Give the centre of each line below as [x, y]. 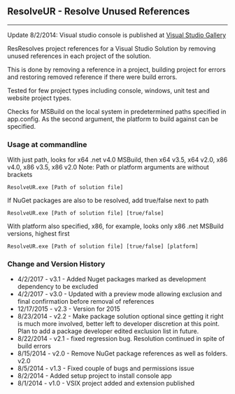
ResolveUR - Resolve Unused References [99, 12]
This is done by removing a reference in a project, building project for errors [116, 69]
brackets [20, 175]
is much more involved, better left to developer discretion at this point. [119, 324]
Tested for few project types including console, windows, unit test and [108, 90]
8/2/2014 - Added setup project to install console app [94, 376]
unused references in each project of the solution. [79, 56]
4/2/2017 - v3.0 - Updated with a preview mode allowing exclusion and [120, 294]
